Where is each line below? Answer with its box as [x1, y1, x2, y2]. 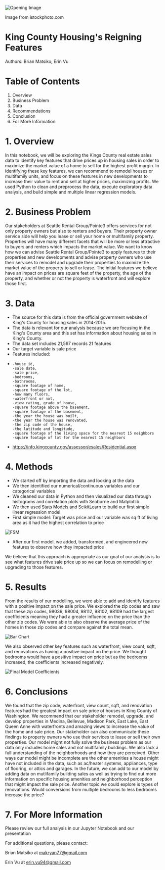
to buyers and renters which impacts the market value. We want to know [5, 243, 153, 249]
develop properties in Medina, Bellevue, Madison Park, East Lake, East [5, 718, 149, 724]
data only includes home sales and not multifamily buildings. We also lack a [5, 744, 159, 750]
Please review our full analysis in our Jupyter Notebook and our [5, 825, 135, 831]
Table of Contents [5, 76, 80, 87]
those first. [5, 280, 27, 287]
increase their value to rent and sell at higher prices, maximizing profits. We [5, 178, 159, 184]
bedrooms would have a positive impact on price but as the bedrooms [5, 654, 148, 660]
